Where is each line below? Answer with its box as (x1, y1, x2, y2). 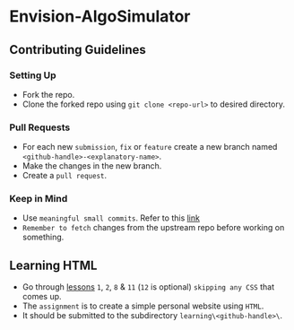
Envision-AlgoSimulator (9, 6, 191, 27)
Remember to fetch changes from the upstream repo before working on (22, 222, 285, 233)
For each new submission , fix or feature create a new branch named (22, 142, 278, 152)
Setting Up (9, 69, 56, 82)
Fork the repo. (22, 89, 75, 100)
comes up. (22, 291, 62, 302)
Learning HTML (9, 257, 98, 273)
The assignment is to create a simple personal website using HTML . (22, 300, 264, 311)
